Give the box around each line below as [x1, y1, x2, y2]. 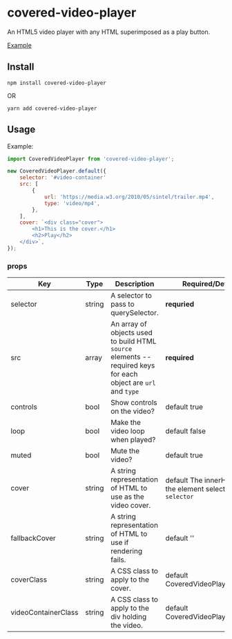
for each [110, 370, 138, 379]
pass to [110, 299, 135, 309]
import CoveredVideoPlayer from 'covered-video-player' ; [7, 155, 175, 162]
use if [110, 537, 129, 547]
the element [165, 484, 204, 494]
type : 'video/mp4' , [43, 200, 100, 207]
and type [110, 387, 139, 397]
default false [165, 426, 206, 436]
